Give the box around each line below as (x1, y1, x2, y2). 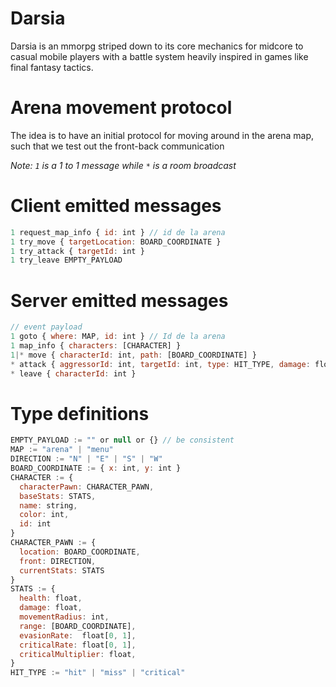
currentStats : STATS (19, 565, 105, 576)
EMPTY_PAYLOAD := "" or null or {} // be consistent (10, 435, 235, 446)
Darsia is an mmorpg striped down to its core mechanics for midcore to (10, 40, 304, 52)
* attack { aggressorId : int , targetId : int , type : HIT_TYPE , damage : (10, 359, 311, 369)
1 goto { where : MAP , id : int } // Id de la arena (10, 332, 226, 342)
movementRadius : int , (19, 612, 110, 622)
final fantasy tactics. (10, 61, 94, 73)
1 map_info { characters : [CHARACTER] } (10, 341, 182, 351)
